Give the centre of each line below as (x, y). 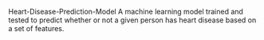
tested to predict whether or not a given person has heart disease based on (132, 20)
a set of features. (36, 28)
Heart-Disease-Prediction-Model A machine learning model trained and (126, 12)
